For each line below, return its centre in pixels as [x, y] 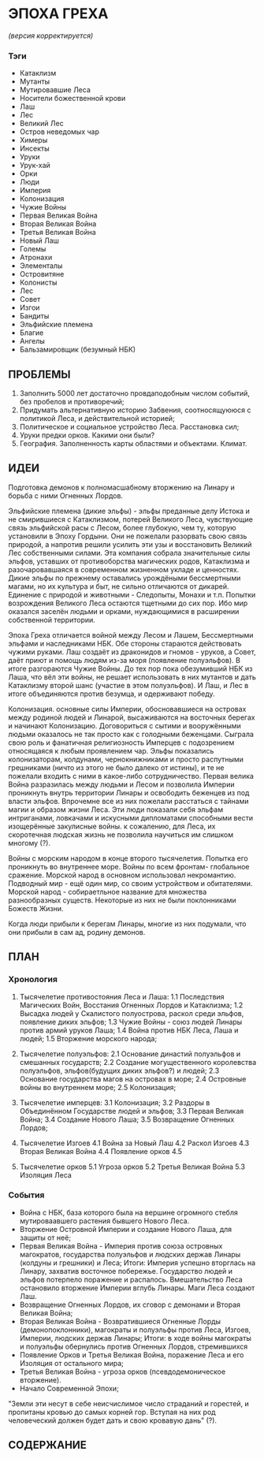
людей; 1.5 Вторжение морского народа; [88, 1038]
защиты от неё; [45, 1238]
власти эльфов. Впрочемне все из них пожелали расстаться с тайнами [129, 801]
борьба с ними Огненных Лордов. [66, 495]
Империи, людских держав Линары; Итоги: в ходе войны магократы [136, 1338]
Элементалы [41, 266]
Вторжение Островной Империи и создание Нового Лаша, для [126, 1229]
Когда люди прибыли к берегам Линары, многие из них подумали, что [127, 924]
